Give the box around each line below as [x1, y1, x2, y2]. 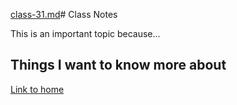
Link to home [10, 83, 65, 95]
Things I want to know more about [10, 57, 227, 74]
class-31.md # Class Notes [10, 9, 118, 20]
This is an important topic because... [10, 28, 161, 39]
